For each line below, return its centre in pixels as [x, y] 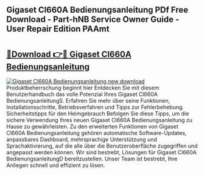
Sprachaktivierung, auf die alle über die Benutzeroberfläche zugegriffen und [102, 146]
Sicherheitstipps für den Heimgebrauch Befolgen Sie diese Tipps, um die [98, 114]
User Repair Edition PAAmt [58, 29]
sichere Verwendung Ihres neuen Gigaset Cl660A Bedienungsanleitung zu [100, 120]
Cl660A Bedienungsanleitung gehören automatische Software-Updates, [97, 133]
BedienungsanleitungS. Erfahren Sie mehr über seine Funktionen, [88, 101]
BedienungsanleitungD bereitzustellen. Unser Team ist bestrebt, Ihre [92, 159]
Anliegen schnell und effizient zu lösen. [56, 165]
